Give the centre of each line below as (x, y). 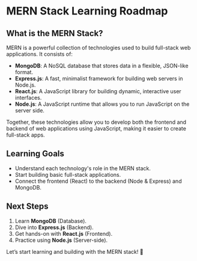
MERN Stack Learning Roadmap (87, 11)
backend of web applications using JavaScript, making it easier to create (96, 128)
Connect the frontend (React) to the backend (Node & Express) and (98, 181)
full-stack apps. (26, 135)
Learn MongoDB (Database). (51, 221)
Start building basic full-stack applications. (68, 174)
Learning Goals (35, 154)
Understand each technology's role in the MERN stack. (83, 168)
